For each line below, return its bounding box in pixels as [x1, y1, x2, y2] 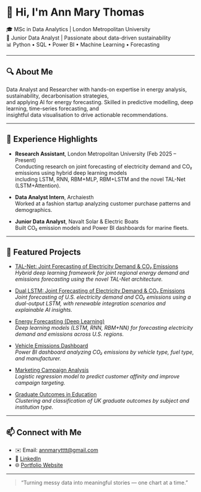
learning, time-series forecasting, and [6, 105, 99, 112]
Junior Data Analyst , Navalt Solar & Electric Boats [14, 218, 139, 225]
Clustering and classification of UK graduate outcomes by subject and [14, 397, 190, 405]
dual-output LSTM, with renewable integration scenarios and [14, 300, 166, 307]
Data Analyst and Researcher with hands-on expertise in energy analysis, [6, 86, 187, 93]
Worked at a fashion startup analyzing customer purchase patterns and [14, 200, 191, 207]
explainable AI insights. [14, 306, 73, 314]
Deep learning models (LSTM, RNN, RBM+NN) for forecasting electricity [14, 324, 193, 332]
